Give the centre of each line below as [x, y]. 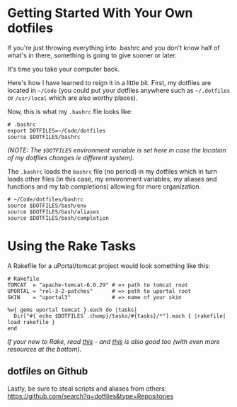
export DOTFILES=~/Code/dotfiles [57, 130]
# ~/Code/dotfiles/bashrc [45, 199]
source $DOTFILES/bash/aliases [53, 212]
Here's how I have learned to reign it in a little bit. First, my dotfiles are [109, 82]
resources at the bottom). [45, 349]
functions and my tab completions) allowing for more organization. [104, 186]
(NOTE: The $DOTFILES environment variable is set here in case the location [117, 150]
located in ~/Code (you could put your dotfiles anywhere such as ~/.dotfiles [119, 90]
